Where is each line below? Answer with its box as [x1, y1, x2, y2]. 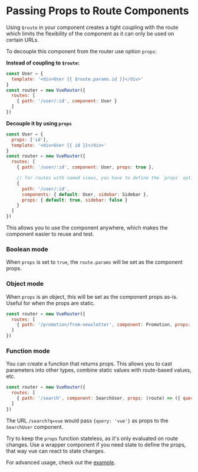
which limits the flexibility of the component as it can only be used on [6, 30, 174, 37]
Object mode [6, 280, 44, 288]
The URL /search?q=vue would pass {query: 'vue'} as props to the [6, 417, 169, 424]
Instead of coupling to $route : [6, 59, 80, 66]
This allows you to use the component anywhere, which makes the [6, 224, 168, 231]
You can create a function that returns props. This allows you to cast [6, 360, 172, 367]
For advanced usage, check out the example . [6, 458, 116, 465]
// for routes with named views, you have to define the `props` [16, 175, 181, 181]
